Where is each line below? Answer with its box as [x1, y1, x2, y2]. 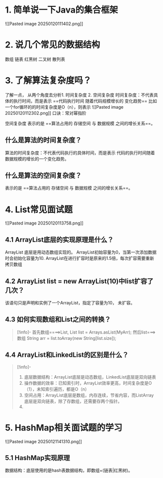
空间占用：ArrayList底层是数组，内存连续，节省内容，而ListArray [24, 392, 154, 398]
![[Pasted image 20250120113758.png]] [5, 220, 84, 226]
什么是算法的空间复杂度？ [5, 172, 81, 180]
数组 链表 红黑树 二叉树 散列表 [5, 56, 65, 62]
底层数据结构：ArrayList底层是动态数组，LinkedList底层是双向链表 [24, 374, 156, 380]
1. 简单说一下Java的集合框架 [5, 4, 118, 16]
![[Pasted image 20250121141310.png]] [5, 438, 82, 444]
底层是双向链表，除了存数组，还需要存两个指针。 [24, 398, 122, 404]
